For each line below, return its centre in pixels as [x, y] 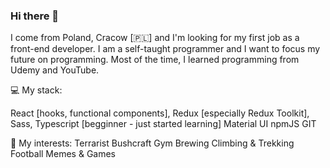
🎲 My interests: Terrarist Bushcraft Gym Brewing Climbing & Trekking [152, 143]
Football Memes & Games [63, 154]
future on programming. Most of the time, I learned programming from [155, 60]
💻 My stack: [36, 90]
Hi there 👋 [35, 16]
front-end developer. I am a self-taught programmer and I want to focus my [165, 49]
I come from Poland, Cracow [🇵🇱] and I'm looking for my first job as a [155, 38]
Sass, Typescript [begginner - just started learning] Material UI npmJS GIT [163, 124]
